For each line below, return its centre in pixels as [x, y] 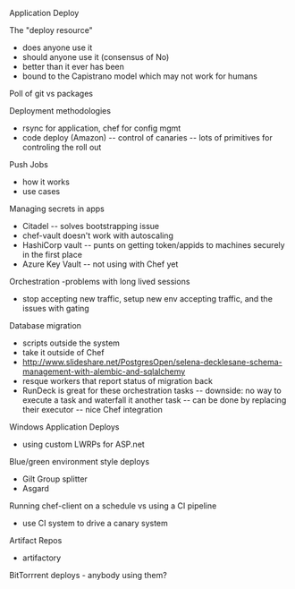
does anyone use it [57, 47]
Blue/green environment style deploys [80, 461]
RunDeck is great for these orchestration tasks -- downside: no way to [152, 390]
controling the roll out [62, 147]
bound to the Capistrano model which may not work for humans [139, 76]
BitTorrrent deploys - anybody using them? [88, 575]
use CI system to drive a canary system [95, 523]
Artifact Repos [36, 540]
